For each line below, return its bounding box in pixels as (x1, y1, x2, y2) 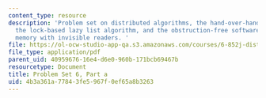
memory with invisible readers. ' (15, 33, 129, 42)
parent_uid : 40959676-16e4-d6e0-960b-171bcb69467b (8, 56, 179, 64)
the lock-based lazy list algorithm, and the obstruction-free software (15, 26, 260, 34)
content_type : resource (8, 11, 87, 20)
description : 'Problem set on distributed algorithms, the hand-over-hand (8, 19, 260, 27)
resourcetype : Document (8, 63, 87, 71)
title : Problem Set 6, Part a (8, 70, 108, 78)
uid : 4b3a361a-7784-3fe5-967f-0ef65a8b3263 (8, 77, 154, 85)
